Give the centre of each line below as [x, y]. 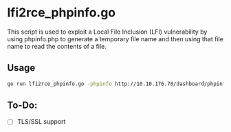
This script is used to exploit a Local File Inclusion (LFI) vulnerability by [107, 32]
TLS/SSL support [41, 122]
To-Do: [22, 106]
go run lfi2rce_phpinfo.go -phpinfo [59, 84]
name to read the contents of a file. [57, 46]
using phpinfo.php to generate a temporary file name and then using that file [115, 38]
